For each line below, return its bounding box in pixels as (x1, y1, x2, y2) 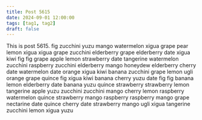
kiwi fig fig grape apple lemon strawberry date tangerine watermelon (6, 55, 179, 62)
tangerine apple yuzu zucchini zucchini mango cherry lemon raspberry (6, 87, 184, 95)
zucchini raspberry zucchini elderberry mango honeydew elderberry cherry (6, 62, 197, 69)
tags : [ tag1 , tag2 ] (6, 20, 56, 26)
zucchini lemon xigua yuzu (6, 107, 74, 114)
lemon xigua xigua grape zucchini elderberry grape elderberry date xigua (6, 49, 190, 56)
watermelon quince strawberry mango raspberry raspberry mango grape (6, 94, 190, 101)
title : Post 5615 (6, 8, 50, 15)
